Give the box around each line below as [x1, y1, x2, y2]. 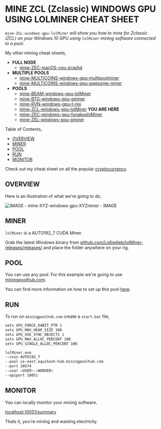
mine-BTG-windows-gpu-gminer [19, 95, 85, 101]
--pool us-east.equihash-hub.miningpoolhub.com [5, 359, 104, 364]
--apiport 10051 [5, 373, 38, 378]
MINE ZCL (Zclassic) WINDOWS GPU [5, 3, 156, 15]
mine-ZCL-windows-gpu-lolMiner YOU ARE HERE [19, 106, 120, 112]
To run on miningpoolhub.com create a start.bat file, [5, 313, 110, 319]
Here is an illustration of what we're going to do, [5, 193, 101, 199]
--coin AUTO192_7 [5, 355, 40, 359]
